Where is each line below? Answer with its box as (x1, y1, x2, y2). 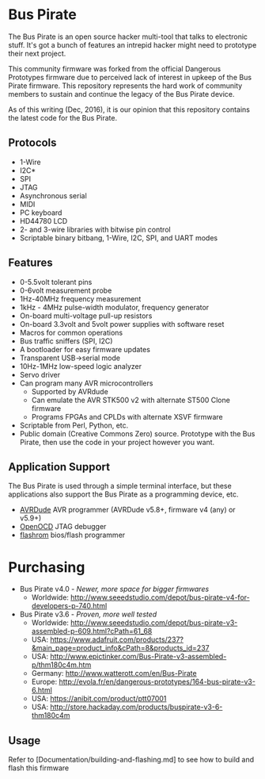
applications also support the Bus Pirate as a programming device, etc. (8, 489, 239, 499)
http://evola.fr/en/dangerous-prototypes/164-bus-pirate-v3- (59, 677, 256, 687)
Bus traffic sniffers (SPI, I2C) (19, 336, 113, 346)
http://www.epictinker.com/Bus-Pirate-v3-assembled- (50, 652, 227, 662)
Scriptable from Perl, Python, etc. (19, 420, 129, 430)
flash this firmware (8, 763, 70, 773)
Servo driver (19, 370, 61, 379)
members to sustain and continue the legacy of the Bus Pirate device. (8, 89, 235, 98)
